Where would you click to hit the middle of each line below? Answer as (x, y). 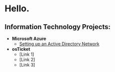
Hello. (17, 9)
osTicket (21, 49)
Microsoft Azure (29, 38)
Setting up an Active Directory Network (59, 44)
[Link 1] (27, 54)
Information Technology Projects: (58, 27)
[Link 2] (27, 59)
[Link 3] (27, 65)
